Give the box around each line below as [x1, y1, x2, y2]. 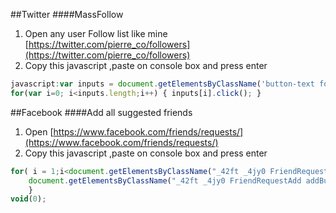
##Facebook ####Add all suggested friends [10, 106, 193, 118]
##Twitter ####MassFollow [10, 9, 124, 20]
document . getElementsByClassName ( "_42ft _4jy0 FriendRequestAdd [28, 175, 302, 186]
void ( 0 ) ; [10, 194, 47, 204]
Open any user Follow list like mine [24, 28, 168, 39]
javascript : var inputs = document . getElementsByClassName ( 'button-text [10, 79, 315, 89]
